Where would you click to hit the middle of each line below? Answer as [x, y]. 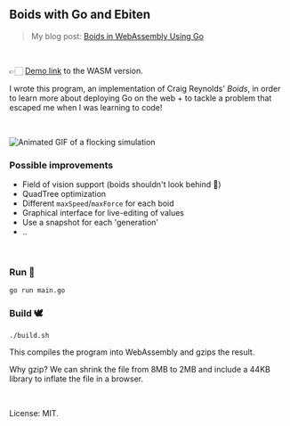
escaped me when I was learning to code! [86, 107]
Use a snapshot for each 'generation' [90, 223]
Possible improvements [61, 165]
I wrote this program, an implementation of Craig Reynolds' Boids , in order [145, 88]
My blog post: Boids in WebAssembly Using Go [117, 36]
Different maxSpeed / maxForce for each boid [98, 203]
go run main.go [37, 291]
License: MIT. [34, 413]
